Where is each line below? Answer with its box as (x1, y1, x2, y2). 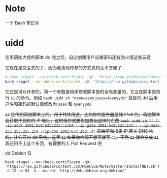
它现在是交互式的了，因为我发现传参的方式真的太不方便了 (5, 64, 122, 70)
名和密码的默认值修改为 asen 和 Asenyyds (9, 101, 92, 107)
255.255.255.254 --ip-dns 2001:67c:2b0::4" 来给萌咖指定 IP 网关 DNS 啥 (5, 128, 154, 134)
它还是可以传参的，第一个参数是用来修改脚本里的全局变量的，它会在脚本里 (5, 89, 156, 94)
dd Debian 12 (5, 150, 32, 156)
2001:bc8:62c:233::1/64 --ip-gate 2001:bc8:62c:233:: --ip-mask (25, 123, 160, 128)
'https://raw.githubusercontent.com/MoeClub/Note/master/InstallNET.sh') (5, 164, 160, 169)
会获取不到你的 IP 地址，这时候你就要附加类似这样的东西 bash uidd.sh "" (5, 118, 154, 123)
